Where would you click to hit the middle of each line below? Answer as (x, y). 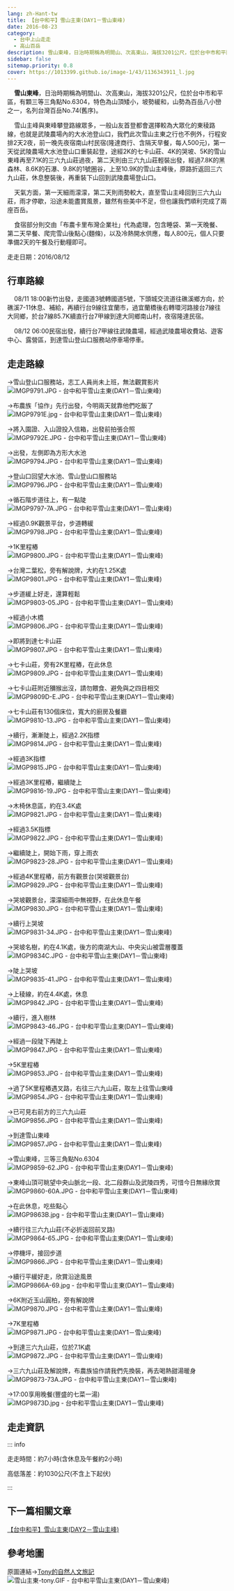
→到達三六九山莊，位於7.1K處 (49, 1348)
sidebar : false (29, 59)
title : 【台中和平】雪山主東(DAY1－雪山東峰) (67, 20)
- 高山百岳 (27, 46)
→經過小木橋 (25, 617)
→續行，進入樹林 (32, 1018)
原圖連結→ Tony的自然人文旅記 (51, 1571)
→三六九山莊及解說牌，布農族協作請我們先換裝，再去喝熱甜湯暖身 (102, 1371)
